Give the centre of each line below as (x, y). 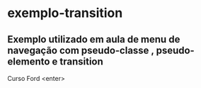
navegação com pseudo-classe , (81, 50)
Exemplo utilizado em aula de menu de (94, 39)
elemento (29, 61)
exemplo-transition (65, 13)
